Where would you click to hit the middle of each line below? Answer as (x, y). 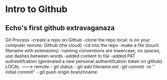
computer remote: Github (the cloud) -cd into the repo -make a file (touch (82, 45)
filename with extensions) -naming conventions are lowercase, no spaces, (83, 51)
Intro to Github (36, 9)
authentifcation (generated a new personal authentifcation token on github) (84, 61)
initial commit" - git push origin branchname (51, 72)
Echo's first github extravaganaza (60, 28)
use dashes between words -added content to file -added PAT (70, 56)
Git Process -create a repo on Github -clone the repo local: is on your (78, 40)
